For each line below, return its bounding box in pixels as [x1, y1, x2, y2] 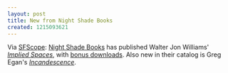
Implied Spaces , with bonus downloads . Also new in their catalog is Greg [7, 50, 222, 59]
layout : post [7, 10, 46, 18]
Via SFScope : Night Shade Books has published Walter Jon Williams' [7, 43, 209, 52]
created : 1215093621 [7, 23, 69, 30]
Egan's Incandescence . [7, 58, 77, 67]
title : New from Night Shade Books [7, 17, 113, 24]
